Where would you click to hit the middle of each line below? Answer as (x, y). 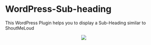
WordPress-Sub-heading (58, 9)
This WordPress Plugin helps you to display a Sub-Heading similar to (75, 23)
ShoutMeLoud (20, 28)
